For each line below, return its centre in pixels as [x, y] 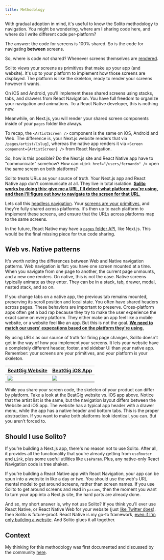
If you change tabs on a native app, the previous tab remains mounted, [76, 297]
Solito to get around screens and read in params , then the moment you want [81, 489]
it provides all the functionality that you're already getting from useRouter [79, 454]
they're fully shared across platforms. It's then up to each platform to [74, 208]
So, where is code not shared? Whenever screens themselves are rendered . [82, 58]
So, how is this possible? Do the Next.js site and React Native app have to [79, 158]
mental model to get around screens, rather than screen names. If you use [80, 484]
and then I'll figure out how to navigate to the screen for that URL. [73, 194]
